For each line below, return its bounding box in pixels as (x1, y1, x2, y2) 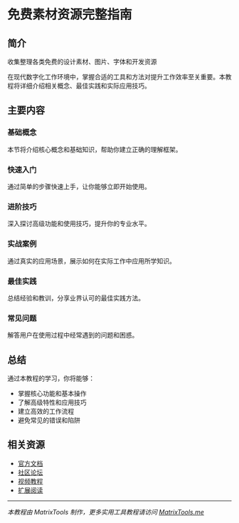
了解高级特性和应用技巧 (17, 397, 87, 407)
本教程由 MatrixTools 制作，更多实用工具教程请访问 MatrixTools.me (7, 507, 205, 516)
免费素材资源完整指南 (7, 6, 133, 23)
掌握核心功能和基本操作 (17, 389, 87, 397)
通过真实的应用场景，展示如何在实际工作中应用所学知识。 (7, 256, 176, 265)
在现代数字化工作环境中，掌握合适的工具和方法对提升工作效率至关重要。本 (7, 73, 225, 81)
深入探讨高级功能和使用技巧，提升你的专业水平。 (7, 219, 151, 228)
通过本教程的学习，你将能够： (7, 374, 95, 382)
